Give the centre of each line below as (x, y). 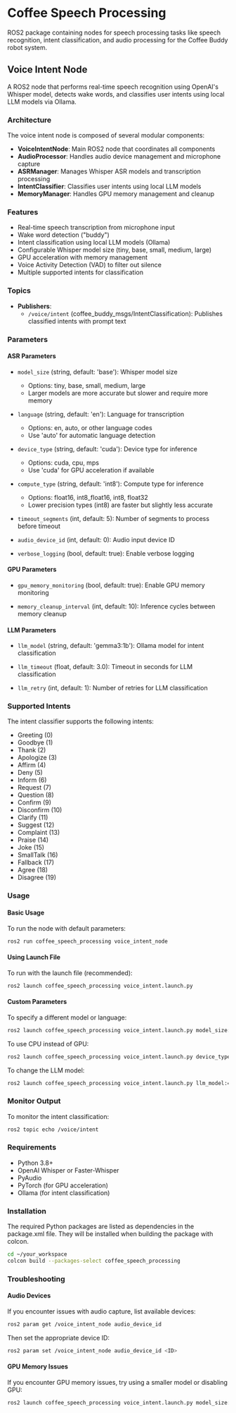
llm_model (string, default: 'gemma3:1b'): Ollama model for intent (111, 646)
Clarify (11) (33, 818)
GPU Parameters (32, 570)
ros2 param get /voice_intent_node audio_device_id (84, 1325)
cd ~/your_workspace (38, 1254)
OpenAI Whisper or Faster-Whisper (68, 1170)
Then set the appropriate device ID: (59, 1338)
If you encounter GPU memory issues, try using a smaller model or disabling (118, 1382)
